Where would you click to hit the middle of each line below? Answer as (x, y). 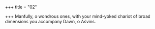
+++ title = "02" (21, 7)
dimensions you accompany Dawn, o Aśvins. (50, 22)
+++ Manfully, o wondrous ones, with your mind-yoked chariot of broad (78, 16)
